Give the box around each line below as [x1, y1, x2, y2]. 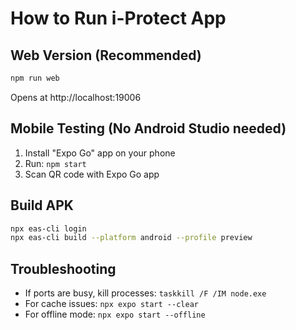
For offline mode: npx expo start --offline [24, 308, 206, 321]
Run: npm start [24, 157, 87, 169]
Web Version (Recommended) [10, 47, 202, 64]
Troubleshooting [10, 260, 117, 277]
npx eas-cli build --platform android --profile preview [10, 233, 253, 243]
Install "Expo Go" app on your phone [24, 147, 176, 159]
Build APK [10, 197, 74, 214]
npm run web [10, 73, 60, 83]
